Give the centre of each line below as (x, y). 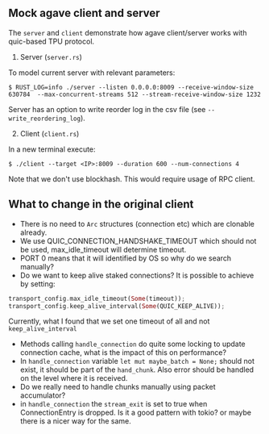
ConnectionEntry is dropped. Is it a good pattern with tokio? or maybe (136, 413)
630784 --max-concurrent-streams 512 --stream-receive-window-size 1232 (135, 94)
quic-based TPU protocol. (52, 41)
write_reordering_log (45, 119)
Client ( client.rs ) (50, 133)
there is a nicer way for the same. (75, 421)
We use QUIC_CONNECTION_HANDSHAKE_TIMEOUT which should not (138, 240)
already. (33, 232)
